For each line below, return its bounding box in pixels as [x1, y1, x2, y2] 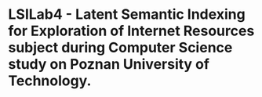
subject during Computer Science [8, 39, 233, 56]
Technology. [8, 72, 92, 90]
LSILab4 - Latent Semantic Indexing [8, 5, 246, 23]
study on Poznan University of [8, 56, 210, 74]
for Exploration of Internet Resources [8, 22, 255, 40]
